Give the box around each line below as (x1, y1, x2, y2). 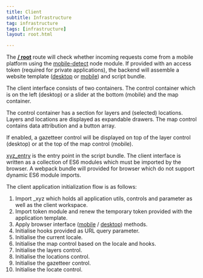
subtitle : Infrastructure (6, 15, 72, 21)
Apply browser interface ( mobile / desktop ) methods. (15, 221, 148, 228)
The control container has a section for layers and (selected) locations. (6, 109, 183, 117)
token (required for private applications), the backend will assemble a (6, 66, 180, 73)
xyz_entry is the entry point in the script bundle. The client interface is (6, 152, 181, 160)
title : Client (6, 8, 42, 15)
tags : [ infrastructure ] (6, 25, 67, 32)
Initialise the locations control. (15, 253, 90, 260)
